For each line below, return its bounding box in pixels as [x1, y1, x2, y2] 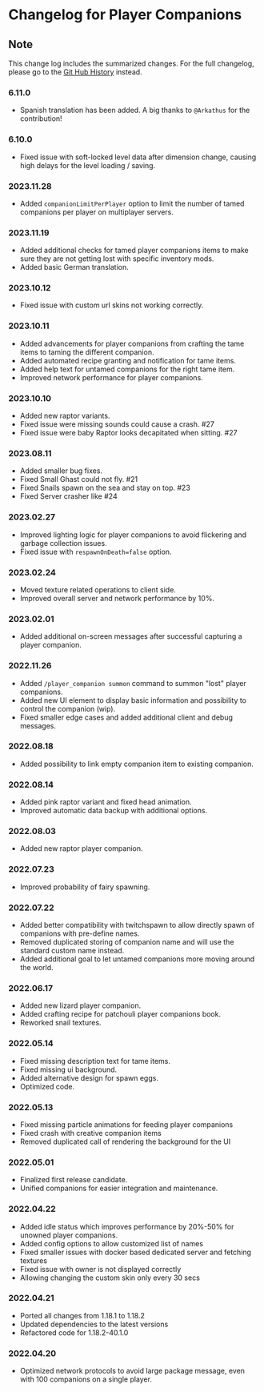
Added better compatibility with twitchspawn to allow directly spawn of [19, 921, 254, 930]
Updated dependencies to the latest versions [19, 1319, 169, 1329]
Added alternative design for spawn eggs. [19, 1073, 158, 1082]
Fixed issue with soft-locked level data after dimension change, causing [19, 152, 257, 162]
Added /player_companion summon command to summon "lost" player [19, 678, 246, 688]
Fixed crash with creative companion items [19, 1128, 162, 1137]
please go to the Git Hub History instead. [8, 67, 142, 77]
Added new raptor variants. [19, 411, 110, 421]
